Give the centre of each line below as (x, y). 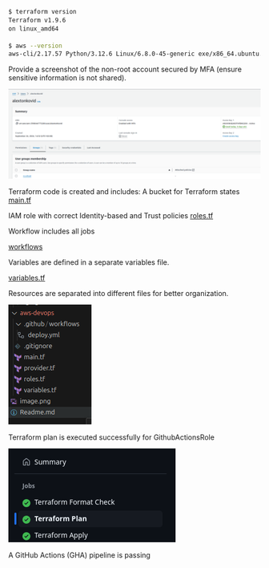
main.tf (20, 201)
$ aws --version (35, 46)
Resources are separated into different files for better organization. (118, 294)
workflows (26, 247)
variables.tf (27, 278)
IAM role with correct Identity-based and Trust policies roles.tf (111, 216)
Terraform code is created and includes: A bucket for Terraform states (124, 192)
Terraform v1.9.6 (37, 20)
